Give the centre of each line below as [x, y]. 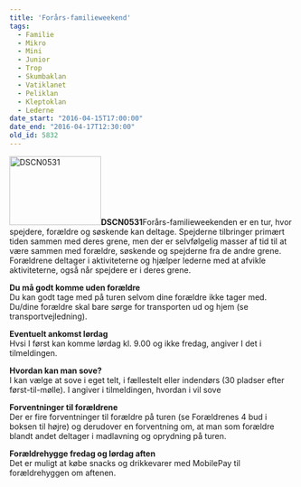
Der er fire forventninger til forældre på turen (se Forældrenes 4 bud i [138, 417]
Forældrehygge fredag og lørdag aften [83, 454]
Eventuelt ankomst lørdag [59, 333]
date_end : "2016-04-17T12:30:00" [72, 127]
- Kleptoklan [42, 102]
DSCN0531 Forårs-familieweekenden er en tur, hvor [196, 221]
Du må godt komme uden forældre [75, 287]
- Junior [34, 60]
